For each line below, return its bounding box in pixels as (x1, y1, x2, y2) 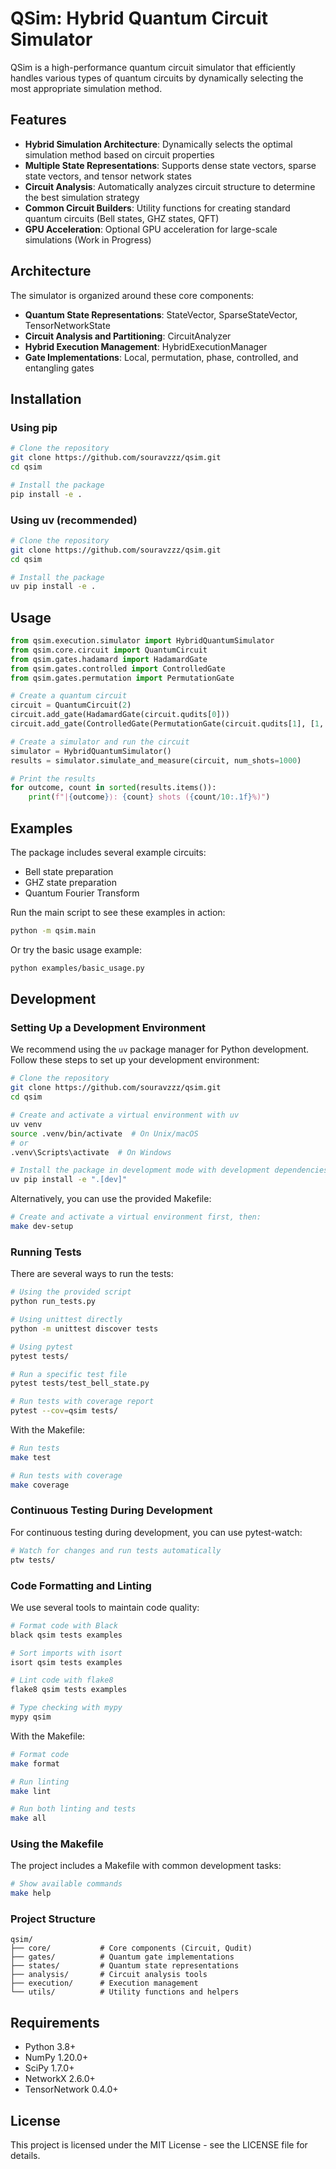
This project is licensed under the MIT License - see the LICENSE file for (10, 2139, 308, 2151)
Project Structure (10, 1912, 96, 1926)
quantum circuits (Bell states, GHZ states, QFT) (24, 212, 220, 224)
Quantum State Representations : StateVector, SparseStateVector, (24, 308, 298, 321)
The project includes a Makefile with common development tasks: (10, 1860, 282, 1872)
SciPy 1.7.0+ (24, 2062, 75, 2074)
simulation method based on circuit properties (24, 148, 215, 161)
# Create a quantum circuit (10, 691, 128, 701)
